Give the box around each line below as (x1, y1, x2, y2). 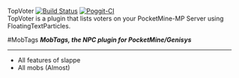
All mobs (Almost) (17, 64, 70, 72)
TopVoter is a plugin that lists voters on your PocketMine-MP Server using (7, 14, 224, 23)
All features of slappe (17, 56, 80, 64)
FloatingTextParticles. (7, 22, 71, 30)
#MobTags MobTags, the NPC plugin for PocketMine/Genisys (7, 35, 192, 44)
